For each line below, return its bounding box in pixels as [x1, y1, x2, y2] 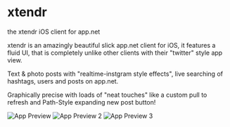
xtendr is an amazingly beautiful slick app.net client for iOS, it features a [7, 41, 216, 49]
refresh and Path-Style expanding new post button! [7, 98, 156, 106]
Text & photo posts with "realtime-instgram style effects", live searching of [7, 69, 224, 78]
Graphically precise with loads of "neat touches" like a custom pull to [7, 91, 207, 99]
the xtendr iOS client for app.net [7, 27, 101, 36]
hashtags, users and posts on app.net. [7, 76, 119, 85]
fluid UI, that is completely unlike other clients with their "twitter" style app [7, 48, 223, 57]
